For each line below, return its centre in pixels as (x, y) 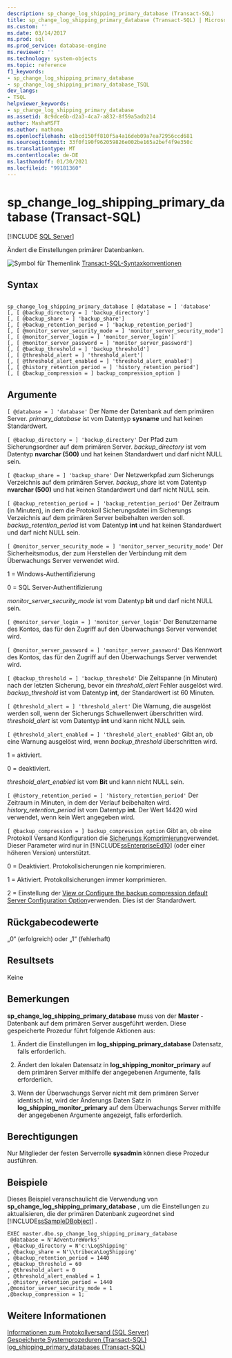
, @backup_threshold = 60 (44, 1265)
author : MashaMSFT (33, 123)
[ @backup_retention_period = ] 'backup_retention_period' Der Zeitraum (113, 503)
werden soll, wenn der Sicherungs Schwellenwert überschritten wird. (105, 713)
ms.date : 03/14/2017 (37, 33)
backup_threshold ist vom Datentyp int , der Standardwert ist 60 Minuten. (111, 693)
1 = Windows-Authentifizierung (51, 574)
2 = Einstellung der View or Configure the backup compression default (108, 893)
